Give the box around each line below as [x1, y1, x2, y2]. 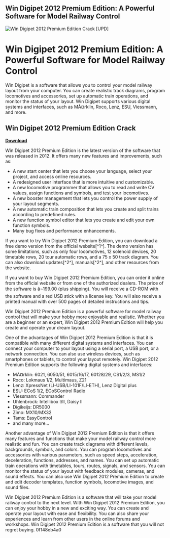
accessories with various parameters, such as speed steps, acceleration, [5, 451, 158, 458]
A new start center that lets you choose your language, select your [12, 168, 152, 174]
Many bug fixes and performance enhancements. [12, 227, 116, 234]
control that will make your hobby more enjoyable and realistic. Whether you [5, 314, 165, 320]
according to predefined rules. [12, 211, 77, 217]
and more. [5, 109, 27, 115]
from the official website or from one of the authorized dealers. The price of [5, 280, 164, 286]
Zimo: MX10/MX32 [12, 409, 52, 415]
